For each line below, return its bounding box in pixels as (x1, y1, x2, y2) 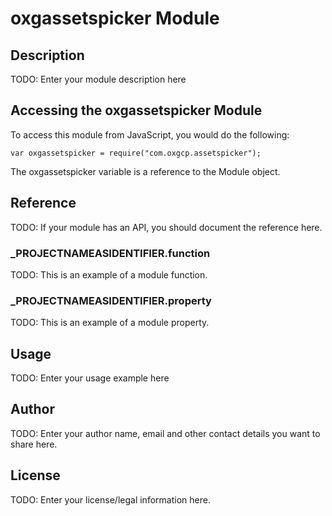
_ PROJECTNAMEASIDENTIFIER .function (10, 246, 211, 260)
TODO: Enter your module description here (10, 73, 187, 85)
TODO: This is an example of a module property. (10, 317, 210, 329)
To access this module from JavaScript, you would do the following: (10, 128, 290, 141)
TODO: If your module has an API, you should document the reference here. (10, 221, 323, 233)
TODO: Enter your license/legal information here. (10, 493, 211, 506)
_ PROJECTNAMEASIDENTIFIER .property (10, 293, 212, 307)
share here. (10, 438, 58, 450)
